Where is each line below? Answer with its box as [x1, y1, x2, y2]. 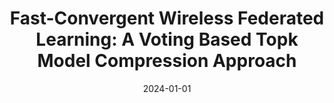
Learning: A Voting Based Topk [35, 28, 299, 51]
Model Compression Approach [37, 50, 297, 72]
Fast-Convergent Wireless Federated [9, 7, 325, 30]
